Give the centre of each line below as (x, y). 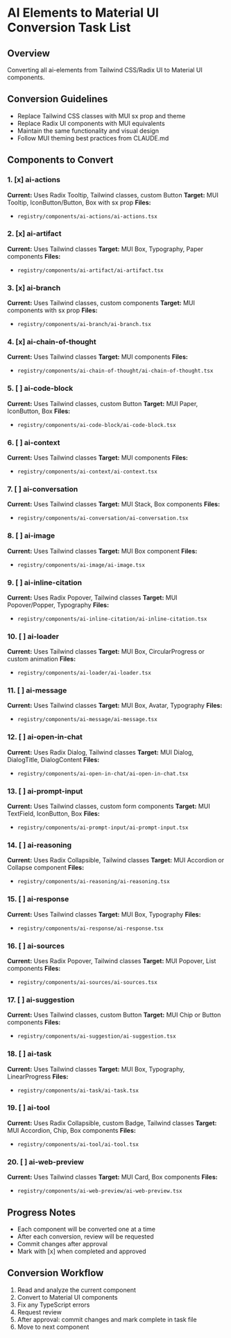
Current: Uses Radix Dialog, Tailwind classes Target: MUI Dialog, (101, 752)
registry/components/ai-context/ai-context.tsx (87, 471)
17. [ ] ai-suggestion (41, 999)
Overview (29, 53)
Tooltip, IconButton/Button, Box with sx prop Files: (79, 202)
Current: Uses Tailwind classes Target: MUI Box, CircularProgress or (106, 652)
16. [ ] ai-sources (36, 946)
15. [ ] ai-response (38, 899)
